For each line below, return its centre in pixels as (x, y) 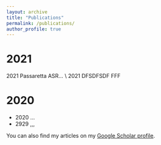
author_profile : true (34, 29)
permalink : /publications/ (41, 23)
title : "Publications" (35, 18)
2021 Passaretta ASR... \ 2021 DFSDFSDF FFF (63, 76)
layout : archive (27, 12)
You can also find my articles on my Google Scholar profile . (81, 136)
